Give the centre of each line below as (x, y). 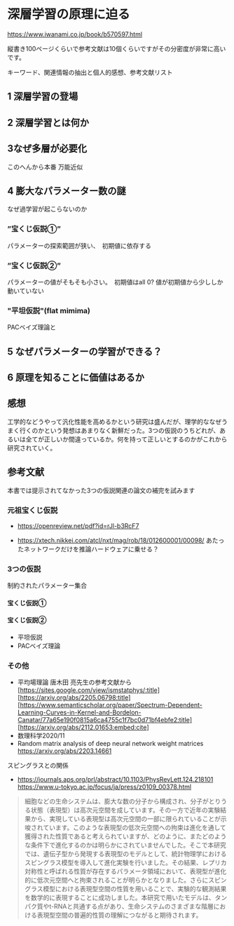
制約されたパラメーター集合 (47, 586)
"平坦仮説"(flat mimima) (49, 310)
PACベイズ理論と (32, 327)
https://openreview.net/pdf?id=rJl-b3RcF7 (78, 525)
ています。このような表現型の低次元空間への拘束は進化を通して (135, 828)
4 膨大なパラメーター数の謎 (67, 191)
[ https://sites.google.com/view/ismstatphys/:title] (88, 690)
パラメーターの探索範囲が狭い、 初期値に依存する (80, 245)
